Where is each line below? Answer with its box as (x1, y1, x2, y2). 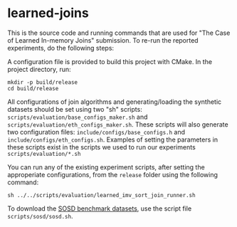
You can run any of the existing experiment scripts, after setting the (7, 162, 205, 171)
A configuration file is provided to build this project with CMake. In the (7, 57, 212, 65)
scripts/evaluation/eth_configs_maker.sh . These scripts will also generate (7, 120, 229, 129)
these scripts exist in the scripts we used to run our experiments (7, 142, 196, 151)
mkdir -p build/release (7, 78, 78, 86)
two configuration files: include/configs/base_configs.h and (7, 127, 186, 136)
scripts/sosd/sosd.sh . (7, 211, 73, 220)
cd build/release (7, 85, 59, 92)
